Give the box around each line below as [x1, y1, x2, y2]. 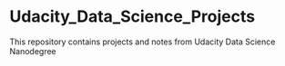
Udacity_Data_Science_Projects [9, 6, 256, 27]
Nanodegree [9, 45, 56, 56]
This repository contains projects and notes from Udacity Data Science [9, 36, 276, 47]
